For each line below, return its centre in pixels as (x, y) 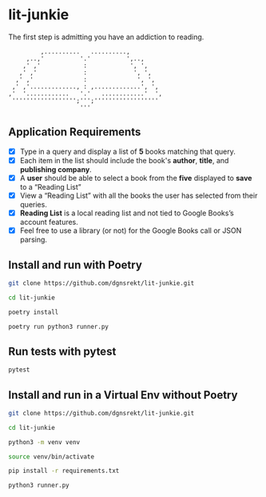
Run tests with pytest (62, 351)
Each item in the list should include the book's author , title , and (124, 160)
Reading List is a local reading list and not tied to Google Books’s (127, 213)
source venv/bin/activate (51, 457)
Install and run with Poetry (75, 265)
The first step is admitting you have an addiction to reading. (106, 37)
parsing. (34, 240)
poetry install (34, 312)
